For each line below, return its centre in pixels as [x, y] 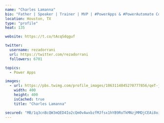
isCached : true [29, 99]
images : [13, 81]
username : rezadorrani [32, 50]
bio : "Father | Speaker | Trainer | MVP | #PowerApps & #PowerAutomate [79, 14]
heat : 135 [15, 28]
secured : [14, 113]
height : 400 [26, 95]
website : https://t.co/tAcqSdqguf [40, 37]
